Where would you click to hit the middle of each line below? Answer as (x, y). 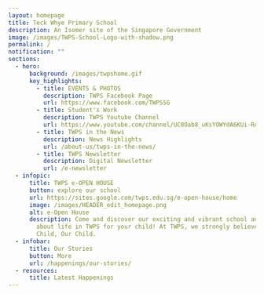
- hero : (28, 67)
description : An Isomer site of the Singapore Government (105, 30)
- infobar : (33, 241)
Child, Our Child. (66, 234)
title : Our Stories (60, 249)
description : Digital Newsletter (98, 162)
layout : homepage (37, 15)
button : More (50, 256)
